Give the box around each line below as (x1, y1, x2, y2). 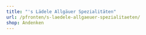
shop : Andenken (6, 20, 44, 26)
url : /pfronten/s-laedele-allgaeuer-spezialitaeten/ (6, 14, 141, 20)
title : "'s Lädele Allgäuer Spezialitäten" (6, 8, 117, 15)
